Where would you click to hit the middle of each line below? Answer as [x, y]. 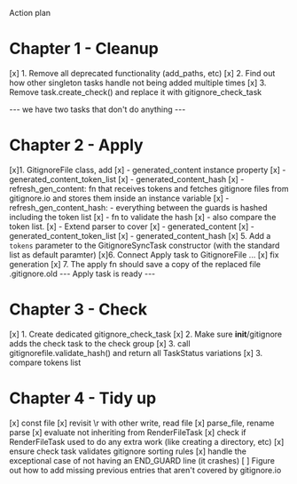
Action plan [30, 13]
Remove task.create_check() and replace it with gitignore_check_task [136, 91]
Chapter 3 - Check [78, 309]
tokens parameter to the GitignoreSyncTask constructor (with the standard [145, 245]
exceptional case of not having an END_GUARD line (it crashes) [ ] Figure [142, 460]
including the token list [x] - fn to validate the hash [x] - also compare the [143, 217]
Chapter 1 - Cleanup [84, 49]
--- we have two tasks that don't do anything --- [98, 109]
